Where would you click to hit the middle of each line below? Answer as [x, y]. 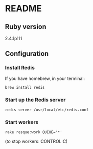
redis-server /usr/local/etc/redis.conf [47, 110]
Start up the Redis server [35, 99]
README [23, 9]
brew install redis [25, 87]
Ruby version [26, 27]
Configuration [27, 54]
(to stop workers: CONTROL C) [36, 141]
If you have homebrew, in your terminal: [45, 78]
